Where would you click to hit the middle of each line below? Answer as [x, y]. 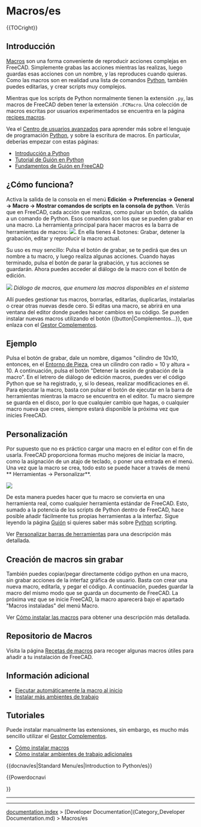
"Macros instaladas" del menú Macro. [53, 606]
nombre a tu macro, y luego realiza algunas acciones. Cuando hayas [91, 256]
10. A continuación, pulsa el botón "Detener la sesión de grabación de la [95, 371]
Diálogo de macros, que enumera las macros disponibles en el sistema [101, 288]
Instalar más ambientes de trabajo [57, 696]
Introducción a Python [42, 153]
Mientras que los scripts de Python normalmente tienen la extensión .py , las [100, 98]
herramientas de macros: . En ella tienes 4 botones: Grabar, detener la [96, 231]
